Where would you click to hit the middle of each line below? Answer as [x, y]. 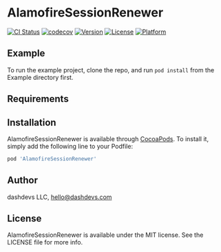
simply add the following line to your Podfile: [70, 146]
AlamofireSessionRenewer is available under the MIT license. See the [105, 235]
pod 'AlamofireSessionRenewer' [52, 159]
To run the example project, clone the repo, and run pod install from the [111, 70]
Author [22, 180]
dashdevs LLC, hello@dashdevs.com [60, 197]
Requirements [38, 99]
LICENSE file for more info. [45, 242]
